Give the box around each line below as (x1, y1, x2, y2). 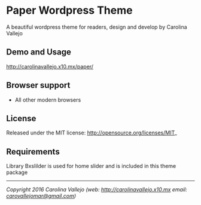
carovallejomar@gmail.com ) (6, 192, 77, 200)
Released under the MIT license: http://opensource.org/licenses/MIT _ (6, 129, 178, 136)
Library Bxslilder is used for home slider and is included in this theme (6, 163, 176, 170)
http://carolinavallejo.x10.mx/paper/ (6, 63, 94, 70)
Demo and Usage (6, 47, 72, 57)
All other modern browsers (14, 96, 81, 103)
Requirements (6, 146, 60, 157)
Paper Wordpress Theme (6, 4, 133, 17)
